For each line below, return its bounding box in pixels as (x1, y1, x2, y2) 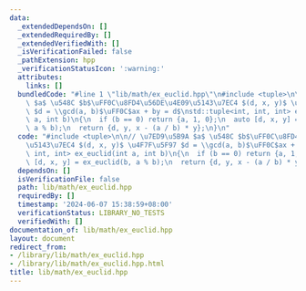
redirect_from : (9, 243, 67, 252)
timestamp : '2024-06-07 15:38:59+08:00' (17, 200, 173, 210)
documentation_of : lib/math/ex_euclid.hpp (9, 225, 173, 234)
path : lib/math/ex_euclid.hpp (17, 183, 132, 192)
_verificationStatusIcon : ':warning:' (17, 65, 166, 74)
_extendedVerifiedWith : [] (17, 38, 120, 48)
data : (9, 13, 30, 23)
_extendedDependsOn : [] (17, 22, 107, 31)
